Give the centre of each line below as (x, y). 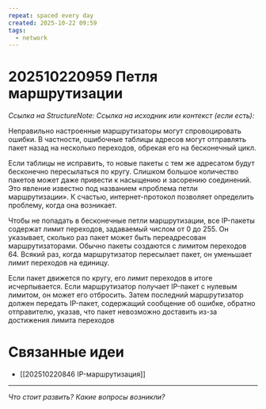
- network (31, 38)
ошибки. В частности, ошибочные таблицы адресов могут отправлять (127, 140)
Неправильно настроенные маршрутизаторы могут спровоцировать (125, 131)
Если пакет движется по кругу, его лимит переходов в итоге (110, 278)
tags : (17, 30)
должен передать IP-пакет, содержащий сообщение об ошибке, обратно (132, 304)
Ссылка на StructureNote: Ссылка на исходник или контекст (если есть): (131, 116)
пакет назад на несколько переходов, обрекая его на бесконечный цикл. (132, 148)
